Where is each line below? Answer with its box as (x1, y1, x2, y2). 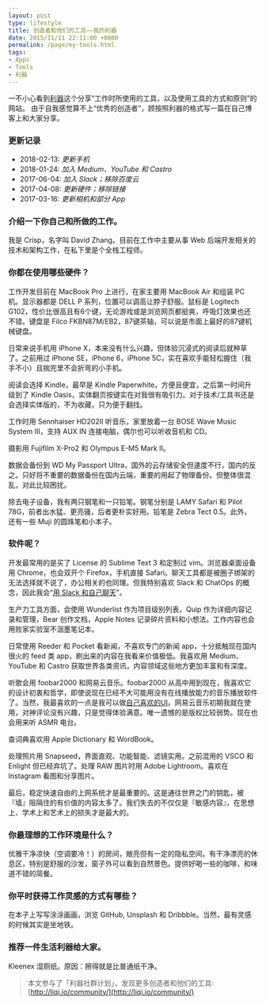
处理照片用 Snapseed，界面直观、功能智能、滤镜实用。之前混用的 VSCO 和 (8, 751, 254, 761)
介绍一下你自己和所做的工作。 (8, 216, 123, 227)
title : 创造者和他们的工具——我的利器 (8, 26, 117, 34)
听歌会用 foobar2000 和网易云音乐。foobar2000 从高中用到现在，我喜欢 (8, 677, 245, 687)
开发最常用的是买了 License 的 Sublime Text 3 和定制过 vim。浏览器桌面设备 (8, 558, 256, 567)
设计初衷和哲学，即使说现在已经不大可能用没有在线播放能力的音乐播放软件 (14, 688, 258, 697)
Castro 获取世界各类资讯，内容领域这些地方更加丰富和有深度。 (47, 661, 252, 670)
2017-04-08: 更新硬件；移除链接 (19, 184, 127, 194)
